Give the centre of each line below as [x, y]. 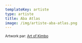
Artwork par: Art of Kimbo [27, 36]
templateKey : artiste [27, 9]
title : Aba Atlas [23, 18]
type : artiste [20, 14]
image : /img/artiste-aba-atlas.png [41, 23]
